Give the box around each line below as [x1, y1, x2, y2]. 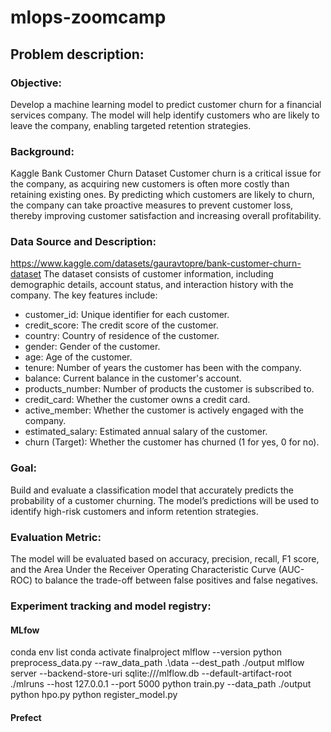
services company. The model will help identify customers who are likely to [10, 109, 320, 121]
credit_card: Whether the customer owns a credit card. [24, 394, 251, 406]
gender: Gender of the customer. [24, 341, 161, 353]
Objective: [10, 76, 62, 90]
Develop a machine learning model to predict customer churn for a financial [10, 98, 322, 110]
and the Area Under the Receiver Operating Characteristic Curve [10, 564, 277, 576]
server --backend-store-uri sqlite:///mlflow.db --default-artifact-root [10, 667, 292, 680]
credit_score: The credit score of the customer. [24, 319, 219, 331]
